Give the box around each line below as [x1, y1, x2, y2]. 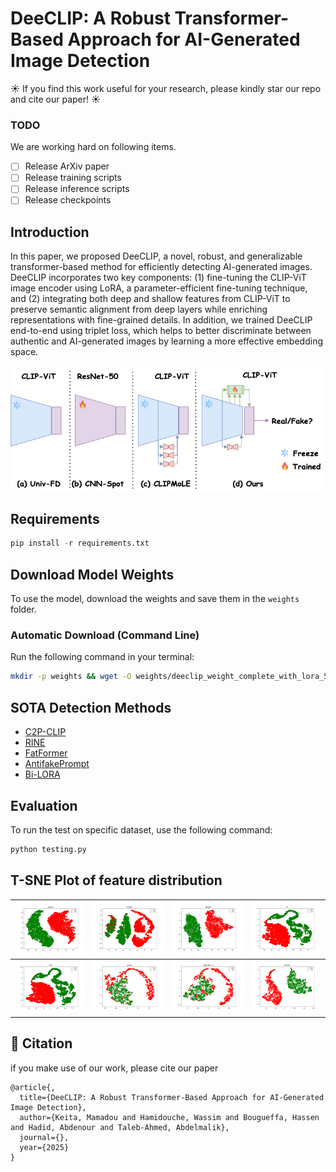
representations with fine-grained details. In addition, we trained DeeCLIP [10, 314, 313, 326]
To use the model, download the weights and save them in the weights [10, 593, 300, 605]
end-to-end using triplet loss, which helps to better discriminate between [10, 325, 312, 337]
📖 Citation [10, 1035, 73, 1052]
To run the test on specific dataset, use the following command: [10, 823, 273, 836]
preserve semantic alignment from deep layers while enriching [10, 303, 268, 316]
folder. [10, 603, 37, 616]
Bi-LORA [24, 768, 61, 781]
